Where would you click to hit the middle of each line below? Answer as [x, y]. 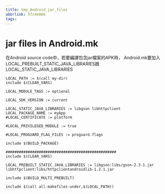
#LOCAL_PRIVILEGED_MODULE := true [41, 126]
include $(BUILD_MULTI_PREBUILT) [40, 178]
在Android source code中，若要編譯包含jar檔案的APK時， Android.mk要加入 [83, 58]
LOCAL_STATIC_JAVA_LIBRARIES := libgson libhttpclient [63, 109]
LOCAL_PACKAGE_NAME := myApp [36, 113]
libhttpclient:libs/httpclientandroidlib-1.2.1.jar [60, 170]
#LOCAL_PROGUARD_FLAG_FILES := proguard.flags [54, 135]
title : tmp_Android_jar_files [37, 10]
